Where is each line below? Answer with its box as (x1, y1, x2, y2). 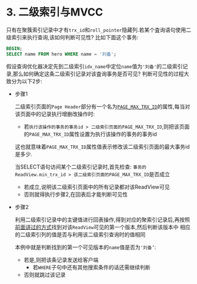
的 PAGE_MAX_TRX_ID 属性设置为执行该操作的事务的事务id (23, 130, 157, 138)
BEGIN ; (6, 45, 23, 51)
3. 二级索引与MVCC (6, 5, 103, 19)
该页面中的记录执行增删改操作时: (14, 110, 95, 117)
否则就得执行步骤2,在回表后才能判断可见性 (23, 191, 128, 198)
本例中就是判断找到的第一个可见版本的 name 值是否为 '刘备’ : (14, 244, 157, 251)
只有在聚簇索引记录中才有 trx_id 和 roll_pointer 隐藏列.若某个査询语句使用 (6, 26, 186, 33)
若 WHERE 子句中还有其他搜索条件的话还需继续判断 (32, 263, 151, 271)
